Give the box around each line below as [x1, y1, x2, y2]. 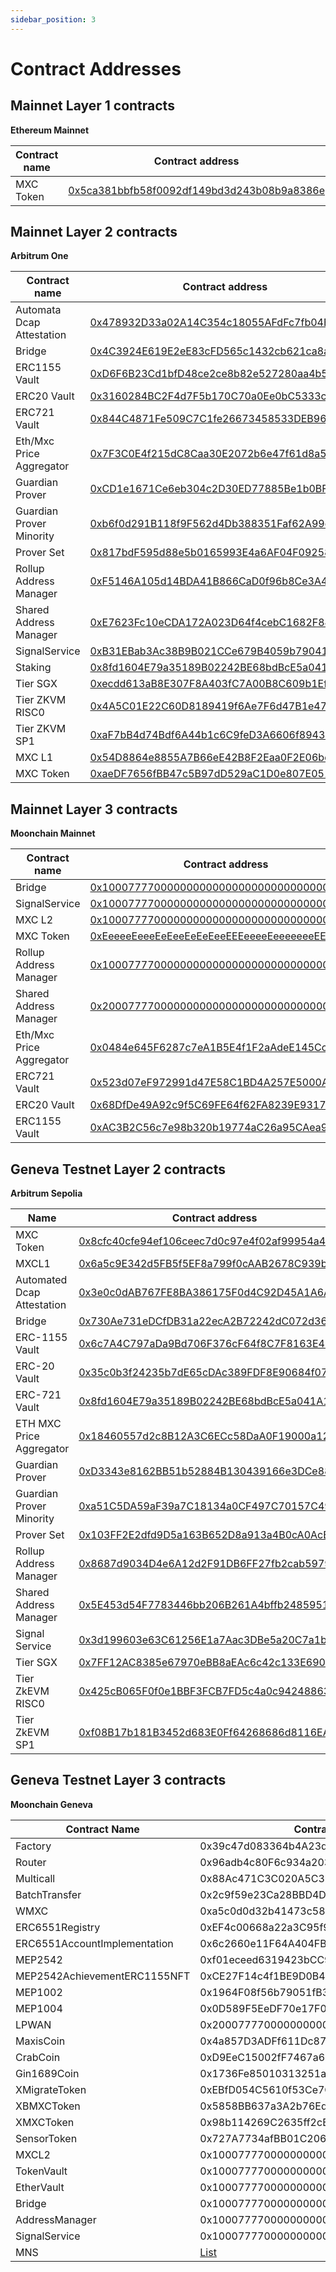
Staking [15, 661, 52, 675]
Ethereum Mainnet [10, 124, 90, 136]
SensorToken [15, 2131, 78, 2145]
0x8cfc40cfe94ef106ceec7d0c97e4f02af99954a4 [78, 1234, 327, 1248]
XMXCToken [15, 2115, 75, 2129]
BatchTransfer [15, 1887, 82, 1901]
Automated [15, 1273, 68, 1287]
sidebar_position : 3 [10, 14, 97, 25]
